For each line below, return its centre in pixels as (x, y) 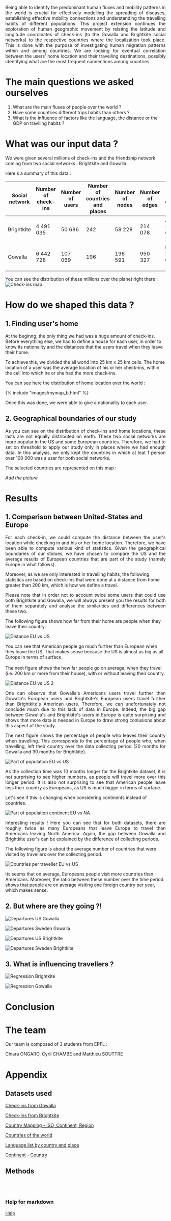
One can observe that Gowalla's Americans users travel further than (85, 693)
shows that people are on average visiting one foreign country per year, (80, 885)
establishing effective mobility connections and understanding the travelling (85, 18)
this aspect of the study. (31, 725)
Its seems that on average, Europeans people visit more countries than (79, 874)
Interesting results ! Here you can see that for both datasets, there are (85, 822)
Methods (20, 1171)
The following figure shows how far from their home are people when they (83, 621)
